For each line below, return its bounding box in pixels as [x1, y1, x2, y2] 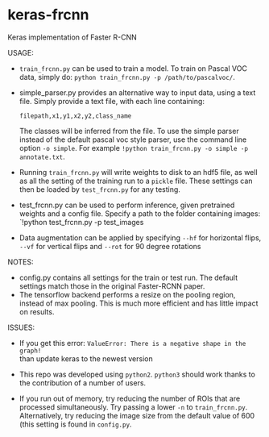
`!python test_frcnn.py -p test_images [19, 217, 144, 227]
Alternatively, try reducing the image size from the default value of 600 [19, 410, 255, 420]
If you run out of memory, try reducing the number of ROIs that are [19, 393, 241, 403]
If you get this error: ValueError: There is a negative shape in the [19, 338, 246, 348]
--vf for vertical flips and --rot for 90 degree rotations [19, 241, 201, 251]
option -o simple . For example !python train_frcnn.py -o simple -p [19, 143, 249, 152]
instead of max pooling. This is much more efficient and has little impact [19, 298, 259, 308]
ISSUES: [7, 323, 35, 332]
